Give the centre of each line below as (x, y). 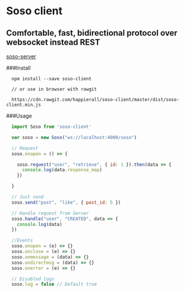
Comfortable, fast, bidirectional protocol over (92, 33)
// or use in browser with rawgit (54, 89)
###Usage (19, 116)
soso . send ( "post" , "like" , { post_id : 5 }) (66, 202)
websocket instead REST (53, 42)
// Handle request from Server (50, 213)
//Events (22, 241)
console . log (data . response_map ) (62, 170)
